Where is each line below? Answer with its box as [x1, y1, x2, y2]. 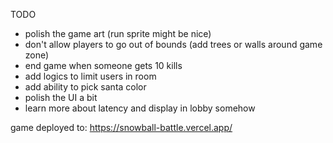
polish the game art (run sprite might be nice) [24, 28, 212, 39]
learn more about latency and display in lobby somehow [24, 102, 256, 114]
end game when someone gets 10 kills [24, 60, 183, 71]
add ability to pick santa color [24, 81, 147, 93]
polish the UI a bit [24, 92, 98, 103]
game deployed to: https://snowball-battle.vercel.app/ [10, 122, 233, 133]
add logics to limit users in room [24, 70, 157, 82]
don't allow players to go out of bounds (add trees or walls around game [24, 39, 323, 50]
